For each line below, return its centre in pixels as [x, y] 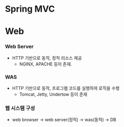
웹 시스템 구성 [20, 108]
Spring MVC [30, 9]
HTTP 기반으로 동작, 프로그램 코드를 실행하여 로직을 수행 [66, 88]
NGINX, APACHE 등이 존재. [45, 64]
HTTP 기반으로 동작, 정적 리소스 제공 [47, 58]
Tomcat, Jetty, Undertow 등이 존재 [53, 94]
